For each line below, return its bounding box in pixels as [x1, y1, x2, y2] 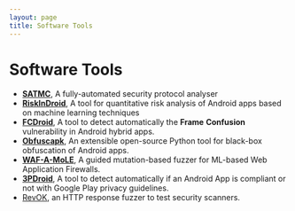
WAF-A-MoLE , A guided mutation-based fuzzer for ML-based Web [21, 154, 268, 165]
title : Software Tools [9, 21, 93, 30]
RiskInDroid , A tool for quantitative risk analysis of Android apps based [21, 98, 282, 109]
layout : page [9, 12, 58, 22]
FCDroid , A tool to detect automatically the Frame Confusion [21, 117, 246, 128]
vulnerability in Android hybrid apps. [21, 126, 155, 137]
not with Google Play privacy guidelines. [21, 183, 169, 193]
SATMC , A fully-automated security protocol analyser [21, 89, 219, 99]
